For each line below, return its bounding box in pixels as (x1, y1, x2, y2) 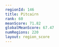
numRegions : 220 (5, 30, 39, 35)
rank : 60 (5, 16, 23, 21)
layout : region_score (5, 35, 50, 40)
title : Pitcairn (5, 12, 39, 17)
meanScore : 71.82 (5, 21, 41, 26)
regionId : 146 (5, 7, 35, 12)
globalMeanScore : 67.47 (5, 25, 55, 30)
